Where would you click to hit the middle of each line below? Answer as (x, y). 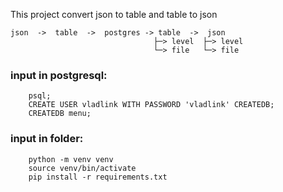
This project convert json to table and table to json (114, 14)
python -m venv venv (71, 159)
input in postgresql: (59, 75)
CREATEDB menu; (60, 114)
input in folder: (47, 139)
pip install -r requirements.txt (98, 177)
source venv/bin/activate (82, 168)
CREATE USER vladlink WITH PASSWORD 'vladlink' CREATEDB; (151, 105)
